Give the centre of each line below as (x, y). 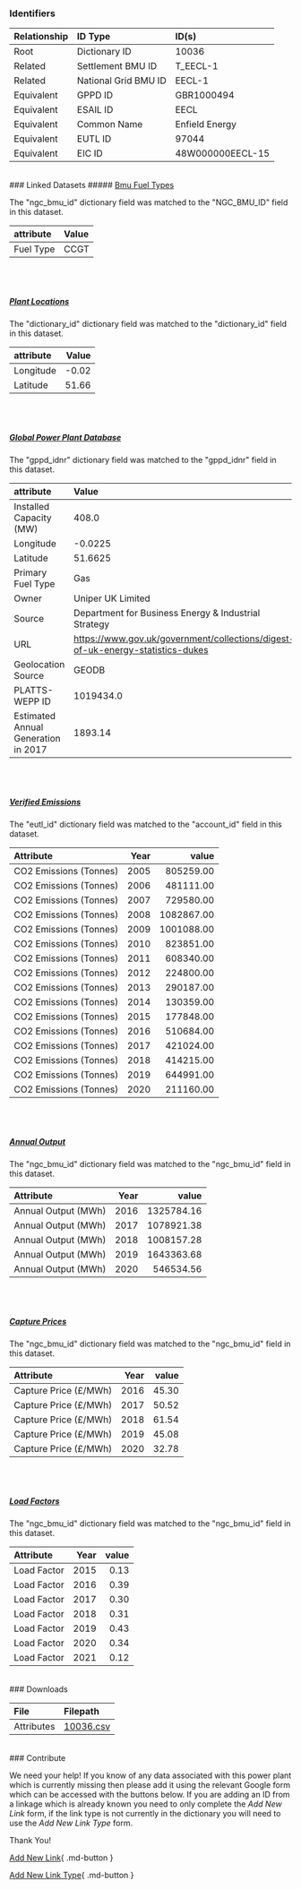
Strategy (91, 624)
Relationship (41, 37)
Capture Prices (38, 1321)
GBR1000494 (205, 95)
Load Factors (34, 1501)
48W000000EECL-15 (223, 153)
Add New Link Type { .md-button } (72, 1876)
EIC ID (90, 153)
